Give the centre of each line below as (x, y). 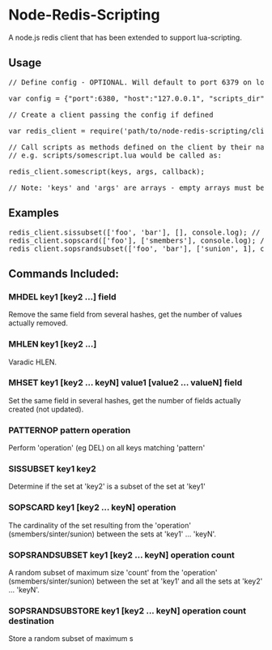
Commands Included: (64, 273)
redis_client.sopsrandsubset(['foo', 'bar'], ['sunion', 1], (132, 248)
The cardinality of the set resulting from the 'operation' (100, 525)
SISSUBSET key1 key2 (53, 469)
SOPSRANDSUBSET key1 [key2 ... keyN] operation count (121, 555)
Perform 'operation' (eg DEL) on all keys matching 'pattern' (107, 448)
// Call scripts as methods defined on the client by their (130, 147)
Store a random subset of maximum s (71, 639)
